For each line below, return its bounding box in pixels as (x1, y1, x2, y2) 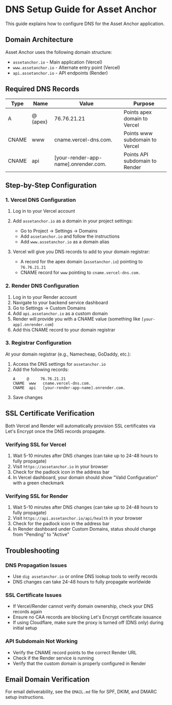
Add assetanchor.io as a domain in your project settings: (12, 218, 133, 224)
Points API (123, 151, 148, 158)
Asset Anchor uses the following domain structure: (5, 49, 113, 55)
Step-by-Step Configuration (5, 181, 97, 190)
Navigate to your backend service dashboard (12, 299, 109, 305)
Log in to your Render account (12, 294, 77, 300)
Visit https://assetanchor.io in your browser (12, 463, 109, 469)
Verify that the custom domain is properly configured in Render (12, 660, 146, 667)
